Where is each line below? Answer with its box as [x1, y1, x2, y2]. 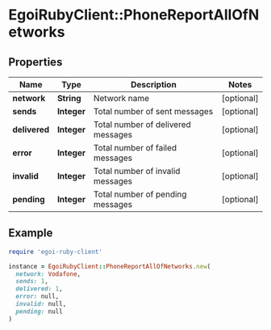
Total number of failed [93, 142, 177, 153]
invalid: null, [15, 300, 67, 308]
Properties [8, 55, 63, 69]
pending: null [15, 307, 63, 315]
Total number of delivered [93, 119, 191, 130]
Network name [93, 93, 150, 104]
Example [8, 226, 53, 240]
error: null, [15, 293, 60, 301]
